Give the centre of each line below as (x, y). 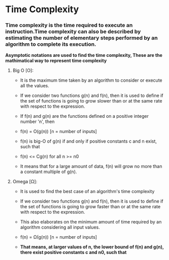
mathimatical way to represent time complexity (56, 61)
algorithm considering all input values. (60, 227)
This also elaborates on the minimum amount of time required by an (91, 222)
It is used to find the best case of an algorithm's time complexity (87, 191)
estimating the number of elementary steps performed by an (82, 38)
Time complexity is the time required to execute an (69, 25)
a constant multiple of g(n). (48, 172)
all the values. (35, 86)
